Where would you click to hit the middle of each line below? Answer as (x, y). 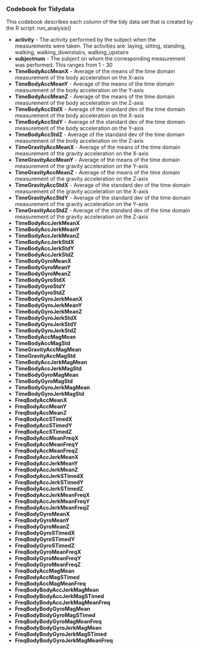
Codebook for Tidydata (40, 9)
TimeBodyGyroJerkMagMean (52, 387)
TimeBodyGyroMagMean (47, 375)
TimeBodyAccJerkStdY (44, 248)
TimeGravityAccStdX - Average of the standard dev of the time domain (103, 185)
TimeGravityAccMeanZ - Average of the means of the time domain (97, 173)
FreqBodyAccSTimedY (43, 426)
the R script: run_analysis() (39, 28)
